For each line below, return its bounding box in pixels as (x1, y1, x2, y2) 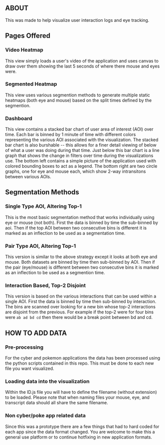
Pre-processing (5, 344, 43, 351)
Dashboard (5, 115, 33, 122)
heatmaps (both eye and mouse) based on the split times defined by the (5, 97, 152, 103)
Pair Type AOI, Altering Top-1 (5, 242, 76, 249)
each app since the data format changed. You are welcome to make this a (5, 429, 155, 435)
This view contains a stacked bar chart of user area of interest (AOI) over (5, 126, 154, 132)
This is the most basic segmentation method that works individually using (5, 214, 155, 220)
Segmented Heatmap (5, 80, 57, 87)
